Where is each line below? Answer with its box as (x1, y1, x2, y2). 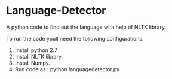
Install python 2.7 (14, 46, 58, 54)
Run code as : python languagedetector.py (14, 65, 120, 72)
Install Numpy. (14, 59, 51, 66)
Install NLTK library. (14, 53, 63, 60)
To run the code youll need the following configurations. (6, 35, 145, 42)
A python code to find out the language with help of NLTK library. (6, 23, 166, 31)
